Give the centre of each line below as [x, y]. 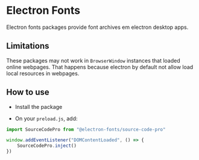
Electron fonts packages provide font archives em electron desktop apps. [97, 27]
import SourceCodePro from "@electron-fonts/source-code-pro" [86, 129]
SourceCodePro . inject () [47, 146]
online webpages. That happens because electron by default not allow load [100, 67]
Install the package [39, 106]
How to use [28, 92]
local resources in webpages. [43, 73]
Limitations [28, 46]
